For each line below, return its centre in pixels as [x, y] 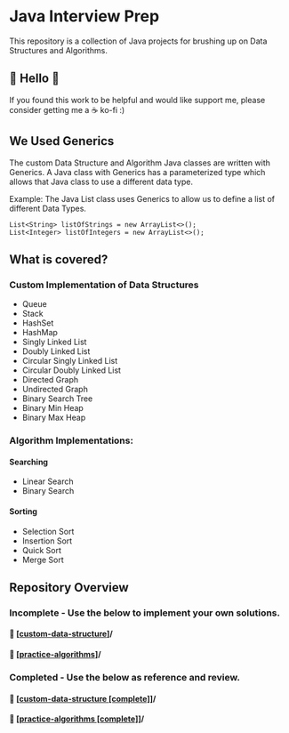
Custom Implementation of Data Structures [104, 285]
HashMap [40, 333]
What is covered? [59, 259]
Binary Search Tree [57, 399]
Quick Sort [42, 550]
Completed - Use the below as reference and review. [124, 677]
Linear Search [48, 481]
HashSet [38, 323]
